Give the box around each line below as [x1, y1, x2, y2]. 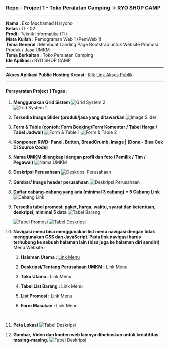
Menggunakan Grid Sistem [13, 99, 70, 105]
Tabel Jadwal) [13, 129, 43, 135]
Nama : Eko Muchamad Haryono [6, 20, 73, 26]
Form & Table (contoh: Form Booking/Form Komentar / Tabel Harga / [13, 124, 157, 130]
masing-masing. [13, 337, 49, 343]
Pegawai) [13, 159, 34, 165]
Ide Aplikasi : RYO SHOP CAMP [6, 57, 71, 64]
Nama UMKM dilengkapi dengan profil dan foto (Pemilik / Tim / [13, 154, 146, 160]
